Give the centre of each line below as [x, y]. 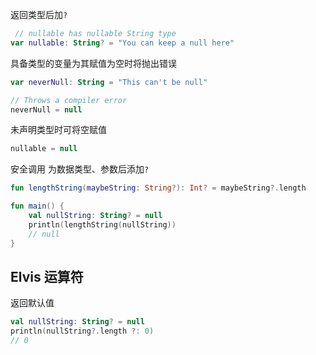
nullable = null [44, 149]
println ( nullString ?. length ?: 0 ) [82, 331]
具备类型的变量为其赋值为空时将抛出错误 [93, 63]
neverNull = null [46, 109]
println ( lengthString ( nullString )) [102, 224]
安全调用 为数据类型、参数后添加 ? [80, 169]
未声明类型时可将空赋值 [58, 130]
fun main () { [37, 206]
